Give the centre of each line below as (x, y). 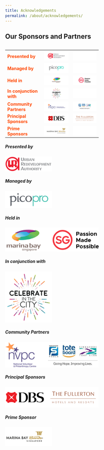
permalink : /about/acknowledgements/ (44, 16)
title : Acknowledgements (31, 10)
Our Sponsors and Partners (48, 36)
